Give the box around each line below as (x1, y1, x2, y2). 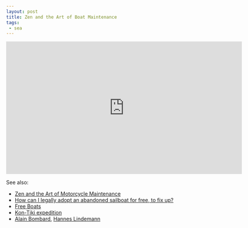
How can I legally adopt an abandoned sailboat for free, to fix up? (14, 197, 174, 204)
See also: (6, 179, 29, 186)
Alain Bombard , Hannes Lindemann (14, 216, 101, 223)
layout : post (6, 8, 38, 15)
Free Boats (14, 203, 41, 210)
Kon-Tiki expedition (14, 209, 62, 216)
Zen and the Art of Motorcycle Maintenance (14, 190, 121, 197)
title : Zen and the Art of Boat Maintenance (6, 14, 117, 20)
